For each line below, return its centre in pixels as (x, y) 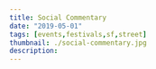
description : (34, 51)
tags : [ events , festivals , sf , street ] (78, 34)
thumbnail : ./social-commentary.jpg (78, 43)
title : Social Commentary (58, 17)
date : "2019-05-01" (46, 26)
